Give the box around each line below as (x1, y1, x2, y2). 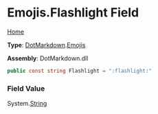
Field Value (7, 84, 45, 93)
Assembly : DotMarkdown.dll (7, 54, 89, 62)
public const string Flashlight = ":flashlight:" (7, 67, 153, 74)
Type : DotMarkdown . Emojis (7, 41, 86, 49)
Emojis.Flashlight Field (7, 5, 139, 21)
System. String (7, 100, 47, 108)
